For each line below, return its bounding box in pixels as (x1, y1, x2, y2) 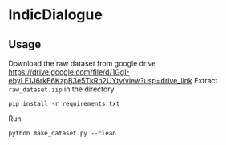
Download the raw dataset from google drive (8, 58, 156, 68)
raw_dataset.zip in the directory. (8, 84, 116, 94)
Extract (193, 76, 218, 85)
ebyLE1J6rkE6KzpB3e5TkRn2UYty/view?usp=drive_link (8, 76, 192, 85)
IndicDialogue (8, 6, 103, 24)
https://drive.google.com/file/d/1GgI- (8, 67, 130, 77)
